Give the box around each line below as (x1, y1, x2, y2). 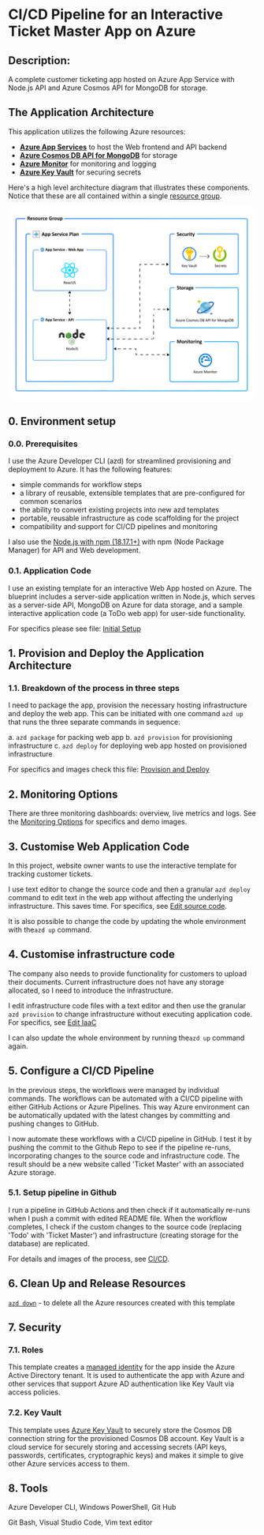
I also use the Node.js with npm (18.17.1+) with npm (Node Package (8, 537, 225, 546)
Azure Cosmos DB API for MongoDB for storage (19, 150, 178, 160)
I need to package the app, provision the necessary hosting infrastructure (8, 700, 247, 710)
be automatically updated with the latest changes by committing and (8, 1110, 231, 1120)
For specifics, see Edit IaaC (8, 1017, 97, 1027)
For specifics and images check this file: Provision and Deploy (8, 764, 210, 775)
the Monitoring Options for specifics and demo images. (8, 817, 188, 827)
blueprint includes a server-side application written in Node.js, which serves (8, 591, 255, 601)
